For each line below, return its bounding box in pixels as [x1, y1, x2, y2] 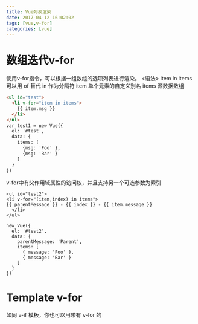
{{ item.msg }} [17, 105, 56, 112]
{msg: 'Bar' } [22, 151, 59, 157]
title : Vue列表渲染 [6, 8, 52, 15]
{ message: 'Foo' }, [22, 249, 74, 256]
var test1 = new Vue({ [6, 122, 63, 129]
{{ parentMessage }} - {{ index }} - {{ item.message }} [6, 202, 153, 208]
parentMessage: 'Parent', [17, 239, 83, 245]
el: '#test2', [11, 228, 47, 235]
